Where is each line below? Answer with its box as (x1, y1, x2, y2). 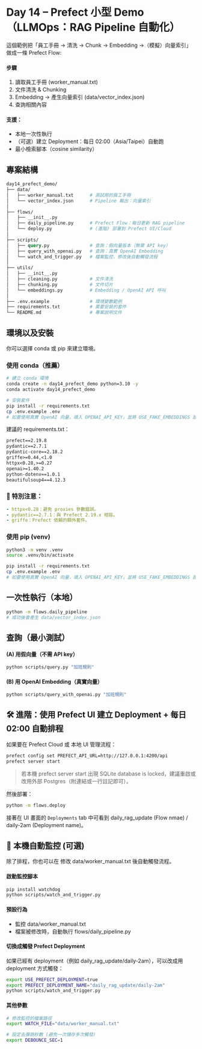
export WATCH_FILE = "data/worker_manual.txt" (6, 1021, 120, 1027)
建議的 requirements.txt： (6, 426, 70, 433)
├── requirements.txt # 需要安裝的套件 (6, 304, 127, 310)
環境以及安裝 (6, 328, 54, 338)
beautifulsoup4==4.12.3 (6, 477, 66, 483)
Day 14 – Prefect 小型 (6, 5, 112, 19)
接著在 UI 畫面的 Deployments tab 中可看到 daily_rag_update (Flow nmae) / (6, 814, 188, 821)
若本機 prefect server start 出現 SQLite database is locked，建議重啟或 (20, 770, 196, 777)
